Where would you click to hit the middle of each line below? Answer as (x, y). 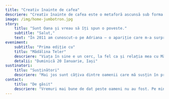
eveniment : (17, 42)
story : (12, 24)
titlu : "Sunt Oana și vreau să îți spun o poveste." (71, 28)
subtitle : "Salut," (35, 33)
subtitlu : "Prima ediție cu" (45, 47)
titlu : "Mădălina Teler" (40, 51)
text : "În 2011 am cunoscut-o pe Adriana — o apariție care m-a (83, 38)
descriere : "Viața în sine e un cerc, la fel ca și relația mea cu (86, 56)
